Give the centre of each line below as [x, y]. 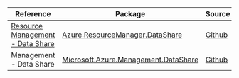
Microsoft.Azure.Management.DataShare [131, 60]
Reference [33, 14]
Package [130, 14]
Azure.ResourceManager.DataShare [122, 35]
